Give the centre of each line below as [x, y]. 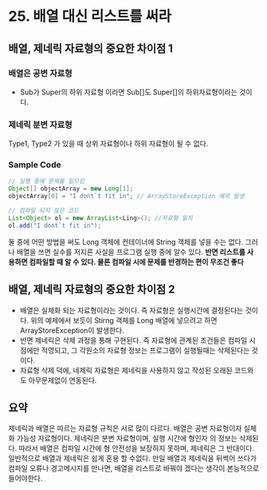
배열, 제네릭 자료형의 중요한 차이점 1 [91, 48]
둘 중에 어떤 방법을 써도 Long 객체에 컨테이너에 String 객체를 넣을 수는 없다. [126, 241]
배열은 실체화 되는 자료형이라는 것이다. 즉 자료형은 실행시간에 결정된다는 [132, 310]
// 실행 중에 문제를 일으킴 [47, 181]
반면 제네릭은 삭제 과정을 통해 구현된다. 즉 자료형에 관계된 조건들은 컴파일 [133, 340]
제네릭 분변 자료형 [41, 125]
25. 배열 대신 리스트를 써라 [90, 16]
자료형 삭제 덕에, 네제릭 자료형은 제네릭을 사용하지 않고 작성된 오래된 [126, 370]
